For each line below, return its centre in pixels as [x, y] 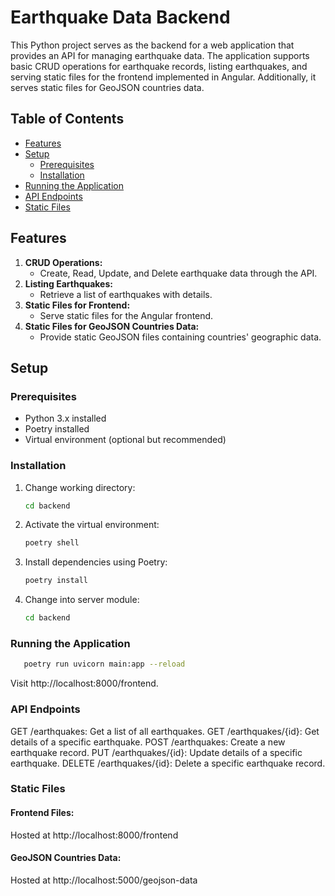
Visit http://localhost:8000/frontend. [84, 683]
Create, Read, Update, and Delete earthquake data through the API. [178, 273]
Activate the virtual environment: [92, 525]
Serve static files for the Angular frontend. [126, 315]
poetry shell [52, 543]
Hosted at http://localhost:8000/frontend [94, 835]
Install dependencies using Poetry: [96, 562]
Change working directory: [80, 487]
